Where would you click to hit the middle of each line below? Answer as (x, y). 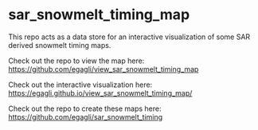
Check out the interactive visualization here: (80, 85)
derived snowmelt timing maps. (60, 45)
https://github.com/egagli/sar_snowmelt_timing (86, 116)
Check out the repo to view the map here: (76, 61)
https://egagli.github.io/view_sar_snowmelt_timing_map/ (100, 93)
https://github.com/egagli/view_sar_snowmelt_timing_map (104, 69)
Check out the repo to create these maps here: (85, 108)
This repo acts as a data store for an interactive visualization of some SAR (129, 37)
